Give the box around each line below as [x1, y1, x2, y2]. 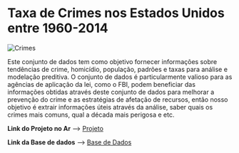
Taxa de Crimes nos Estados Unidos [7, 5, 225, 21]
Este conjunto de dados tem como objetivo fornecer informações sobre [7, 57, 218, 65]
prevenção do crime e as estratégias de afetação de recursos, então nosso [7, 95, 228, 104]
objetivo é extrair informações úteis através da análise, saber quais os [7, 102, 213, 111]
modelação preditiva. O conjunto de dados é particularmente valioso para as [7, 73, 233, 81]
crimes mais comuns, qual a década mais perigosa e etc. [7, 110, 175, 119]
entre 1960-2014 [7, 20, 108, 36]
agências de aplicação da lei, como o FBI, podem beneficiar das [7, 80, 196, 88]
